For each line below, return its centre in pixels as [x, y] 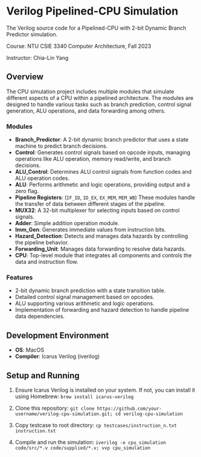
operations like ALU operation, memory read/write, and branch [93, 159]
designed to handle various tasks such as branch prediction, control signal [99, 104]
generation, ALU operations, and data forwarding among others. [86, 111]
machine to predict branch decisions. [61, 146]
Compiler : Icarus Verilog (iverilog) [57, 357]
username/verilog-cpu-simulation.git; [64, 414]
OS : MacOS [29, 350]
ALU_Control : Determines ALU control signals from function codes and [103, 172]
